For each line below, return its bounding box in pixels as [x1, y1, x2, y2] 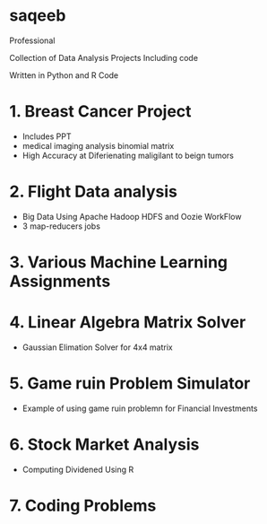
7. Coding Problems [9, 495, 157, 516]
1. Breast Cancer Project [9, 101, 192, 122]
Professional [9, 35, 56, 46]
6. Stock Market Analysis [9, 434, 200, 455]
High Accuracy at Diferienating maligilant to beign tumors [22, 150, 235, 161]
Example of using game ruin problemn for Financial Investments [22, 403, 258, 414]
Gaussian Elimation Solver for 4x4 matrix [22, 342, 173, 353]
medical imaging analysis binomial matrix [22, 140, 175, 151]
